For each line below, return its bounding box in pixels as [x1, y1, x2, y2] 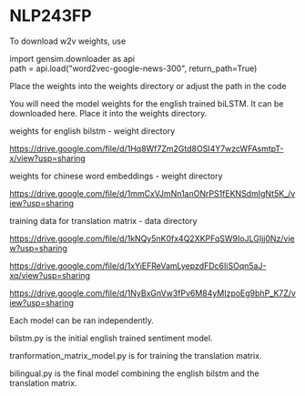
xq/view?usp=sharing [9, 269, 91, 280]
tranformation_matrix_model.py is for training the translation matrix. [9, 350, 262, 360]
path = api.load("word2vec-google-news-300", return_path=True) [9, 63, 258, 74]
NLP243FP [9, 5, 93, 26]
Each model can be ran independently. [9, 315, 155, 326]
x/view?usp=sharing [9, 152, 86, 164]
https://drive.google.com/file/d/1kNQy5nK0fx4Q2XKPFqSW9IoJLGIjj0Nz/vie [9, 233, 296, 244]
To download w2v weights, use [9, 36, 127, 46]
